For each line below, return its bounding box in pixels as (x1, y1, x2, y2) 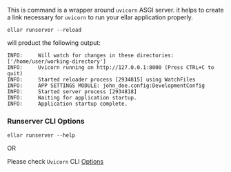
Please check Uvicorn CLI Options (7, 157, 104, 166)
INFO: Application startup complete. (7, 100, 128, 107)
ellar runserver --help (7, 132, 76, 139)
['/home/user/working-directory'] (7, 58, 107, 65)
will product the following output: (7, 39, 101, 47)
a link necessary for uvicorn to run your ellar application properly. (7, 13, 193, 21)
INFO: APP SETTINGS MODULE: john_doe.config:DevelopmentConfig (7, 82, 205, 89)
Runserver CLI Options (7, 116, 85, 126)
